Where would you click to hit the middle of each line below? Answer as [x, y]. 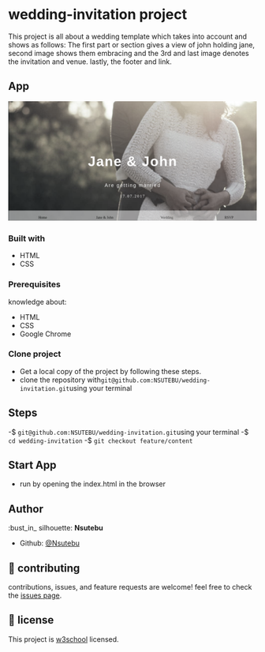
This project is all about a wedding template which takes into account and [127, 36]
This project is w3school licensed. [64, 639]
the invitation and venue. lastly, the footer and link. [90, 62]
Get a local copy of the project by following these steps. [110, 371]
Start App [32, 465]
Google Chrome [45, 334]
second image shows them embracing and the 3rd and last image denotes [129, 53]
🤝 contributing [44, 568]
